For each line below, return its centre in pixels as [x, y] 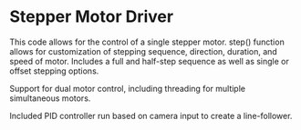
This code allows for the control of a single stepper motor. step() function [147, 42]
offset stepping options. [54, 71]
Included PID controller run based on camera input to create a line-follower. [151, 115]
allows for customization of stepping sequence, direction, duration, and [144, 51]
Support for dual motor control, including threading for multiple [128, 88]
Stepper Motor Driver [92, 17]
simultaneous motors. [50, 98]
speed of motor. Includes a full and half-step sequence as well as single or [149, 61]
